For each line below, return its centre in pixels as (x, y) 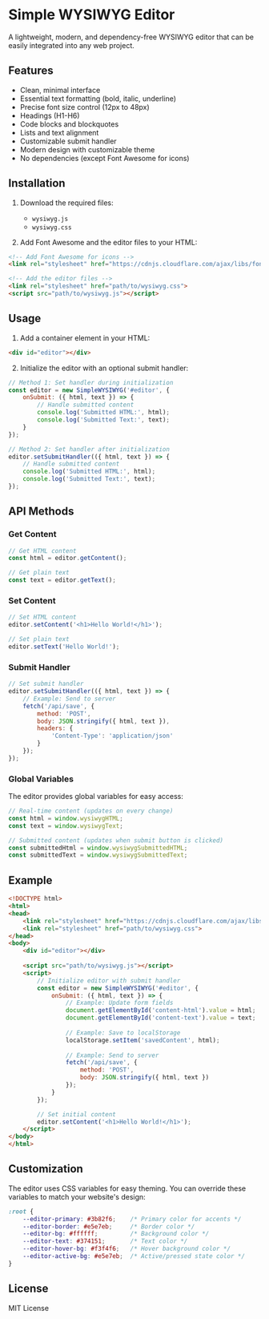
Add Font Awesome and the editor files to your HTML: (108, 242)
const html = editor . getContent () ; (68, 559)
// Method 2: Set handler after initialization (89, 449)
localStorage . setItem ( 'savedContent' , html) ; (143, 1040)
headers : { (55, 728)
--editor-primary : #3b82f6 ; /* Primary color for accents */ (132, 1219)
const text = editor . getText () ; (62, 580)
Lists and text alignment (59, 132)
